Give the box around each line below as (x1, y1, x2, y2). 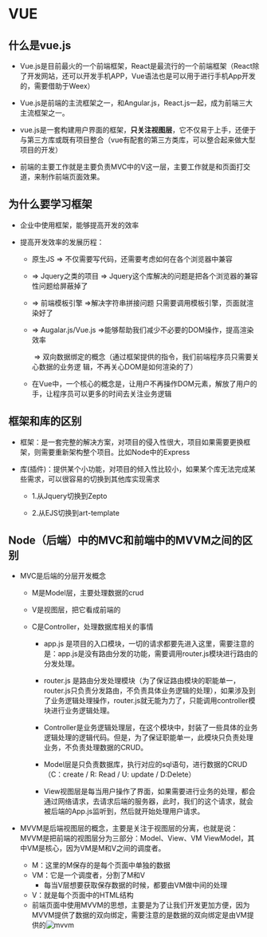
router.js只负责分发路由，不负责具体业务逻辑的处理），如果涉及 (43, 686, 249, 695)
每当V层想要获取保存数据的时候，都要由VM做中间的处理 (43, 880, 228, 890)
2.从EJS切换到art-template (31, 508, 120, 517)
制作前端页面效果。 (41, 172, 104, 181)
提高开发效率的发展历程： (19, 237, 104, 247)
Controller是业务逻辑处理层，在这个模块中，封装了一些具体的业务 (43, 723, 258, 733)
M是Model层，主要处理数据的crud (31, 588, 144, 598)
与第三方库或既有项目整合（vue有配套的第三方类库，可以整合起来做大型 (19, 135, 257, 144)
